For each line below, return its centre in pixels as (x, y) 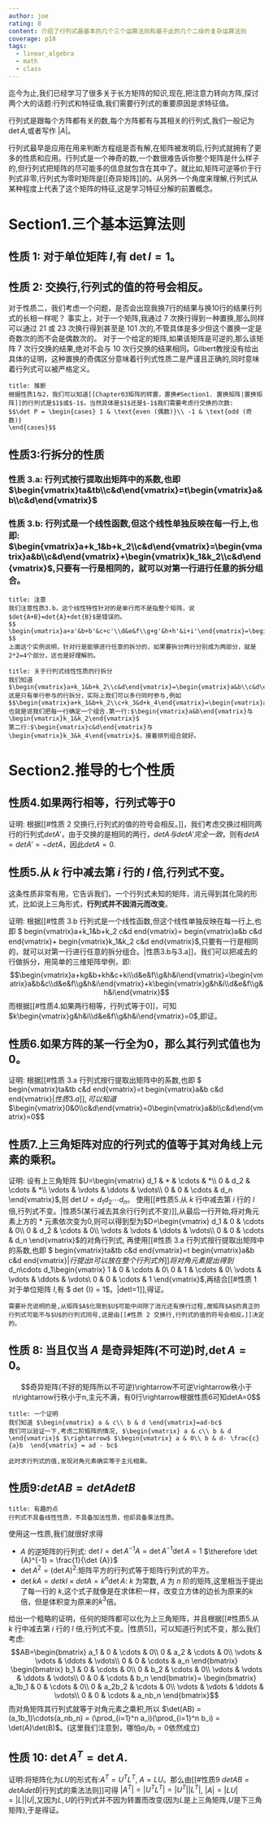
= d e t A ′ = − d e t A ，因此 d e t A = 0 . (62, 844)
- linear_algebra (45, 54)
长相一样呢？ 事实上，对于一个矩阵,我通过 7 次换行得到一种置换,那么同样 (143, 319)
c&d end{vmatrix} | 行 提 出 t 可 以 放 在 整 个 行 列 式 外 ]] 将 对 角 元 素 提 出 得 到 (121, 1260)
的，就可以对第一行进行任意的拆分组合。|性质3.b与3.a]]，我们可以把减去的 (133, 951)
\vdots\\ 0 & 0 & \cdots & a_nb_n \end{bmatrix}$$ (136, 1695)
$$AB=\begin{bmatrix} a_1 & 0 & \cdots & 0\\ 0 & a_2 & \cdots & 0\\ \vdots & (136, 1652)
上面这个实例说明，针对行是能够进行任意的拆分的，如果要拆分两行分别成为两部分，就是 (132, 647)
